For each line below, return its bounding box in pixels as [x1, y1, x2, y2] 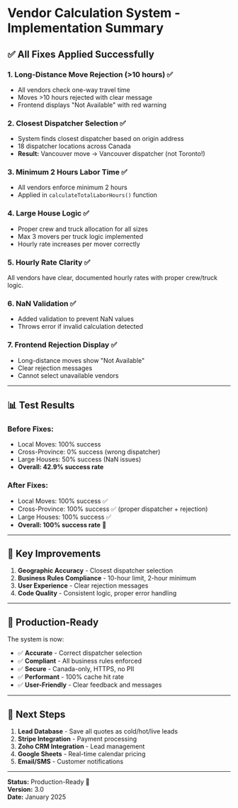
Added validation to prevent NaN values [17, 315, 135, 323]
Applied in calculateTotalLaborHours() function [17, 191, 158, 199]
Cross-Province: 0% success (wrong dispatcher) [17, 448, 161, 456]
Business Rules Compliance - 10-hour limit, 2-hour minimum [17, 574, 196, 583]
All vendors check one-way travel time [17, 85, 130, 94]
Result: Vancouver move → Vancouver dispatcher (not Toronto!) [17, 150, 205, 158]
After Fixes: [7, 481, 48, 490]
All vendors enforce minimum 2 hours [17, 183, 127, 192]
